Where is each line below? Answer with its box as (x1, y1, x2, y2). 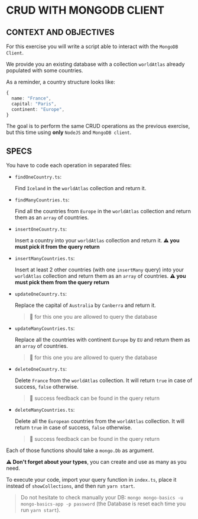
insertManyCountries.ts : (14, 255, 75, 262)
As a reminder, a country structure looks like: (6, 78, 115, 85)
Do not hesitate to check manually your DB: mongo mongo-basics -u (20, 494, 183, 501)
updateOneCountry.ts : (14, 290, 67, 297)
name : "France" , (11, 95, 51, 101)
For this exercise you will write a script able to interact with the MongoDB (6, 43, 178, 50)
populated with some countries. (6, 67, 83, 74)
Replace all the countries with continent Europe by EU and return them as (14, 336, 190, 344)
